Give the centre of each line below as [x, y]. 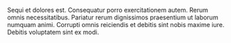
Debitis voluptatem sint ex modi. [53, 32]
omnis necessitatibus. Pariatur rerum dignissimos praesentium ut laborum [113, 17]
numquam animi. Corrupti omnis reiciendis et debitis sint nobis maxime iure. [116, 25]
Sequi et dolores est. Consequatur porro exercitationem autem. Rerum [108, 10]
